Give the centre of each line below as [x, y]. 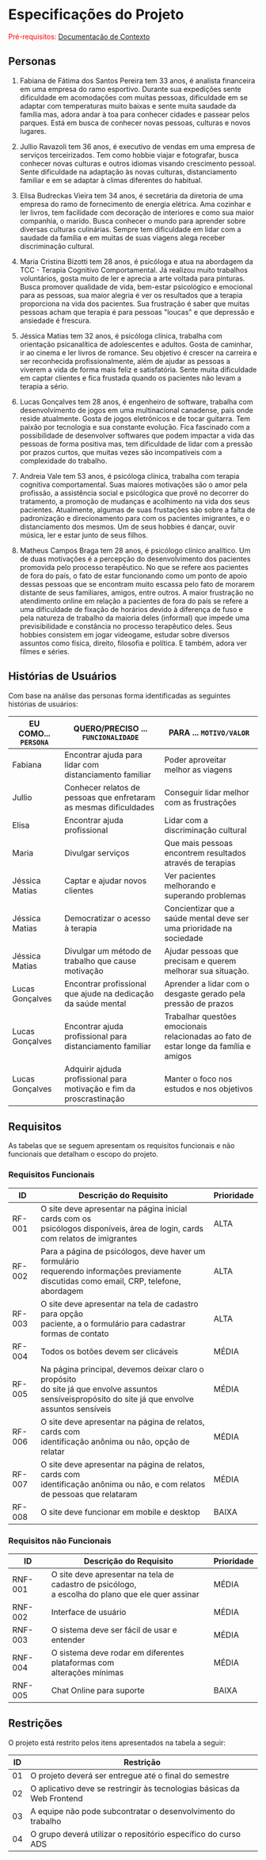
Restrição [142, 1762]
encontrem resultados [205, 852]
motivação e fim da [100, 1089]
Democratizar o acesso [108, 918]
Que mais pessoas [199, 843]
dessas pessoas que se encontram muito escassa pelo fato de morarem [137, 584]
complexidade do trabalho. [63, 461]
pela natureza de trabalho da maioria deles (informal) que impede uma [135, 618]
